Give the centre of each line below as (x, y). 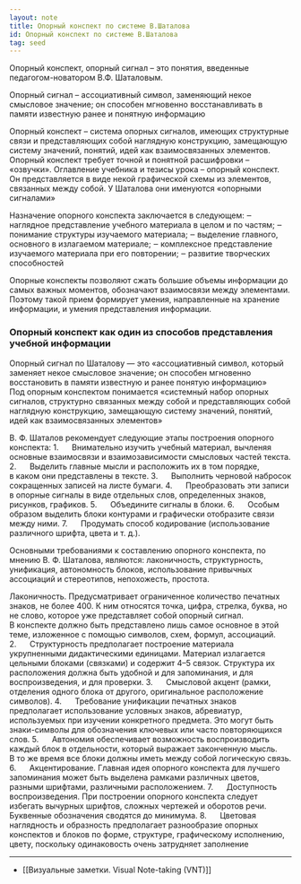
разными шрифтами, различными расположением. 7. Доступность (143, 786)
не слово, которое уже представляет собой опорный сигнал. (126, 615)
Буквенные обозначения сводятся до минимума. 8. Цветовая (133, 815)
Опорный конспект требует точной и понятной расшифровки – (129, 160)
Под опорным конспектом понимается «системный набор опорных (139, 392)
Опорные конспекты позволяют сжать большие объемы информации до (149, 281)
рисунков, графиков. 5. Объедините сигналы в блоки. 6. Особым (144, 504)
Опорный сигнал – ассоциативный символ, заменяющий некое (131, 95)
